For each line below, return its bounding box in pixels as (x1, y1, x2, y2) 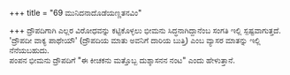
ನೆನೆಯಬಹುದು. (9, 45, 50, 56)
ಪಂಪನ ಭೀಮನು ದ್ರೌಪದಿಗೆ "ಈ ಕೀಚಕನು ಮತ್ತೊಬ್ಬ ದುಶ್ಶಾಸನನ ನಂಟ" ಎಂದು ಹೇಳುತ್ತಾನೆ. (9, 55, 236, 65)
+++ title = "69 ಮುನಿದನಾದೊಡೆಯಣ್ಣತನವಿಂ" (9, 8, 142, 18)
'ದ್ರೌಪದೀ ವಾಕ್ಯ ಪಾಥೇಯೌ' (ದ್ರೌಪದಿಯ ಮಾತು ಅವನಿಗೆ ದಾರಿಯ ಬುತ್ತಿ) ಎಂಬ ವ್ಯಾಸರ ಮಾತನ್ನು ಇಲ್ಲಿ (9, 35, 261, 45)
